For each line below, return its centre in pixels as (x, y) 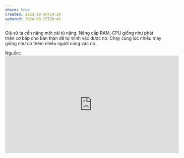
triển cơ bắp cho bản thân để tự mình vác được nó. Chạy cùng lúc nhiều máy (83, 38)
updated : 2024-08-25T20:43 (33, 19)
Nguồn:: (13, 53)
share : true (17, 10)
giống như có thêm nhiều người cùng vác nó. (51, 44)
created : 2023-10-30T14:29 (33, 14)
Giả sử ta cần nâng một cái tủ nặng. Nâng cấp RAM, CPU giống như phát (79, 33)
